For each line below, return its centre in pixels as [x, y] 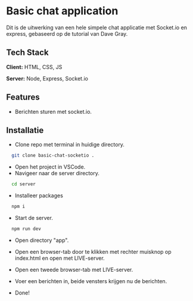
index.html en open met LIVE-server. [60, 258]
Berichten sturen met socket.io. [53, 111]
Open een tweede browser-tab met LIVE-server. [74, 269]
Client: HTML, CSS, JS [34, 67]
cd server [24, 184]
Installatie [25, 130]
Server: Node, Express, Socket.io [47, 78]
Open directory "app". [42, 240]
